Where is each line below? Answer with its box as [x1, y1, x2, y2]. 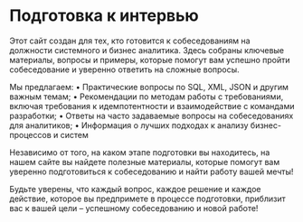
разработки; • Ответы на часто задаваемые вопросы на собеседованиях [9, 110, 294, 121]
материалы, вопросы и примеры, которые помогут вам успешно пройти [9, 54, 291, 65]
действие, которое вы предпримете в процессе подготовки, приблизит [9, 193, 287, 204]
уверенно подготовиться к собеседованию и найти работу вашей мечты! [9, 166, 294, 177]
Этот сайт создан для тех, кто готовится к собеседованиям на [9, 35, 251, 46]
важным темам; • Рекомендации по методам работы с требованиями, [9, 91, 284, 102]
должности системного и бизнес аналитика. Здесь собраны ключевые [9, 44, 285, 55]
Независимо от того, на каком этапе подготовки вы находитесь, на [9, 146, 270, 158]
